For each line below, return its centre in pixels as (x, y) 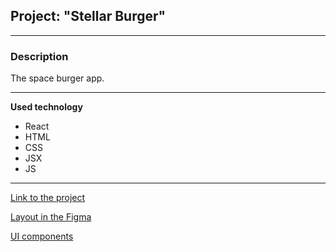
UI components (42, 236)
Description (39, 56)
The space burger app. (57, 78)
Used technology (46, 107)
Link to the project (48, 198)
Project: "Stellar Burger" (88, 16)
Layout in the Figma (51, 217)
